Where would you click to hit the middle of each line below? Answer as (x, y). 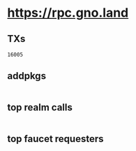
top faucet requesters (55, 139)
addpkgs (27, 76)
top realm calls (40, 107)
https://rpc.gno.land (68, 13)
